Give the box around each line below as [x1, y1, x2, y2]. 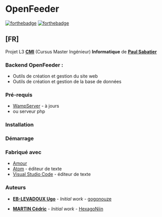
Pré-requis [5, 91, 33, 98]
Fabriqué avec [5, 149, 42, 156]
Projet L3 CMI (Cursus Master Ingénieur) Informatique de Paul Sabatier [5, 48, 157, 54]
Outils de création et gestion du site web [12, 73, 98, 80]
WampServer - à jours [12, 103, 60, 109]
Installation [5, 121, 34, 128]
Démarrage [5, 135, 34, 142]
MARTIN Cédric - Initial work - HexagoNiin [12, 206, 104, 212]
